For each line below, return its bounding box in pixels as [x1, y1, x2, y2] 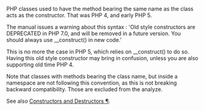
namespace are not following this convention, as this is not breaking [6, 79, 177, 86]
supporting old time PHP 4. [6, 61, 74, 68]
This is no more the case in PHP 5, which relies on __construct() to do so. [6, 48, 189, 55]
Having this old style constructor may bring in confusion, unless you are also [6, 55, 199, 61]
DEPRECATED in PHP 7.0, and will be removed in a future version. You [6, 30, 181, 37]
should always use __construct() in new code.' [6, 36, 122, 43]
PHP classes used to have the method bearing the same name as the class [6, 5, 194, 12]
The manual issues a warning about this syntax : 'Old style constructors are [6, 24, 196, 30]
